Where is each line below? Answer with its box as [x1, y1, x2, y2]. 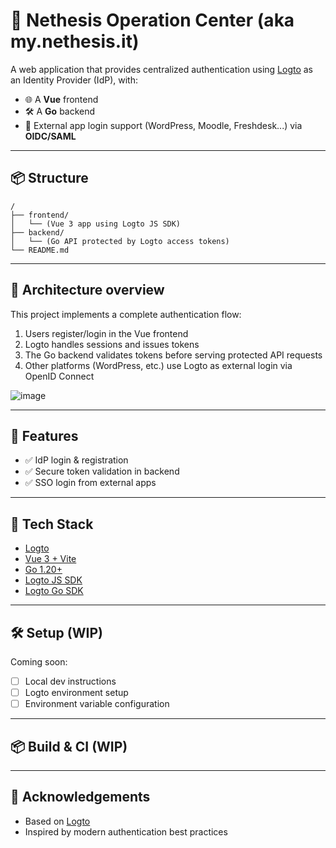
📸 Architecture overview [10, 282, 165, 299]
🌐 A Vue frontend [24, 93, 99, 105]
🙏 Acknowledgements [10, 789, 151, 806]
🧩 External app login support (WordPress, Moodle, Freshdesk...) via [24, 119, 303, 131]
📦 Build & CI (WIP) [10, 738, 128, 755]
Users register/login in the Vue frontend [24, 327, 189, 339]
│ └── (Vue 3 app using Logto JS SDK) [10, 219, 182, 229]
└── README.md [10, 245, 70, 255]
